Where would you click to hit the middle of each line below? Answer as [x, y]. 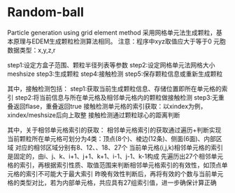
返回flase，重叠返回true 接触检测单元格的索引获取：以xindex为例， [110, 106]
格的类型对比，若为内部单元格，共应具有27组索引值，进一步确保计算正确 [112, 182]
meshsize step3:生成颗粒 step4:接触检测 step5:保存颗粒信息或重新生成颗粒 [115, 74]
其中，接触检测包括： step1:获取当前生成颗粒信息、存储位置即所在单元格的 [114, 88]
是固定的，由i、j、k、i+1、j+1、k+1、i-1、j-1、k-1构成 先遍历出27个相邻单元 [115, 156]
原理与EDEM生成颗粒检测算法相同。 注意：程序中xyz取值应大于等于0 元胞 [119, 41]
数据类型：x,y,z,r [31, 50]
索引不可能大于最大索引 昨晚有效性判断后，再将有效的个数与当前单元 [124, 173]
